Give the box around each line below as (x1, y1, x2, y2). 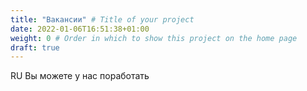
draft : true (10, 42, 60, 53)
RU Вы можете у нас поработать (10, 70, 150, 82)
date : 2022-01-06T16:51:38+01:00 (10, 24, 150, 34)
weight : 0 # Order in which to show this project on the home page (10, 33, 298, 43)
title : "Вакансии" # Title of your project (10, 14, 195, 25)
